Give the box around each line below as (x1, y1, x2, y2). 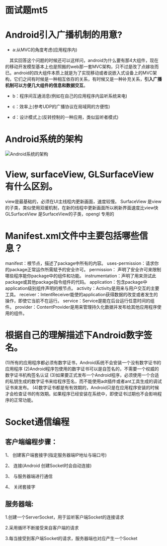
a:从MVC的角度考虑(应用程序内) (12, 47, 78, 53)
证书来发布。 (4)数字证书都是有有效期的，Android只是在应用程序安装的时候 (5, 384, 160, 390)
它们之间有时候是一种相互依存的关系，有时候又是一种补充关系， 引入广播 (13, 76, 162, 82)
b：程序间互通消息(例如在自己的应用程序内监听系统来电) (12, 93, 128, 99)
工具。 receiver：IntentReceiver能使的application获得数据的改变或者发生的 (5, 291, 158, 297)
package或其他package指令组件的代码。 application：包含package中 (5, 279, 148, 285)
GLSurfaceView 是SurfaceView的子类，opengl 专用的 (5, 211, 114, 217)
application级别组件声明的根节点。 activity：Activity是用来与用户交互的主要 (5, 285, 160, 291)
